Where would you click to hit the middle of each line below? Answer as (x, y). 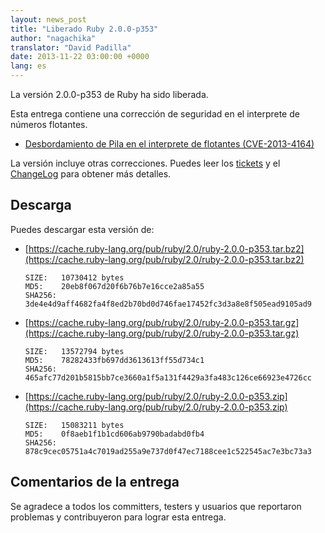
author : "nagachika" (53, 38)
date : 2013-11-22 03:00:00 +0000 (80, 57)
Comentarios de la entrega (95, 482)
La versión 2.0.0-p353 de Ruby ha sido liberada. (109, 94)
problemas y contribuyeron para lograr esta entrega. (118, 517)
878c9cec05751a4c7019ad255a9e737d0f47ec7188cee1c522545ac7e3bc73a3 (168, 451)
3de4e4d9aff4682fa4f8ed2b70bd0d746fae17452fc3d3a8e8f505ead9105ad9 (168, 304)
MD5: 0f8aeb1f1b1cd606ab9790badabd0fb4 (114, 434)
